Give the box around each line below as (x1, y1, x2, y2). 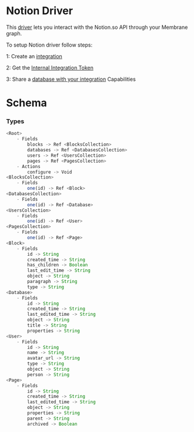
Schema (6, 96, 47, 110)
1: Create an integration (6, 52, 63, 60)
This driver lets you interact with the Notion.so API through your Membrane (6, 24, 188, 31)
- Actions (16, 163, 41, 169)
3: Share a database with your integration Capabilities (6, 75, 136, 83)
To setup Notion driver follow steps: (6, 41, 93, 48)
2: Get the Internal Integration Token (6, 64, 94, 71)
